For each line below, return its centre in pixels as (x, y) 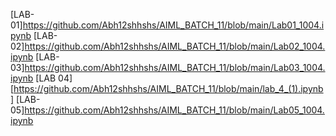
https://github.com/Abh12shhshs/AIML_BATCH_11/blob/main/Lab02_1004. (175, 46)
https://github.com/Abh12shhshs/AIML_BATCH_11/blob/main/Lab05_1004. (174, 110)
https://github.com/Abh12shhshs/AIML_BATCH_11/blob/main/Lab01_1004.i (173, 25)
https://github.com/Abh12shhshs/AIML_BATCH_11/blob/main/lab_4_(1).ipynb (168, 88)
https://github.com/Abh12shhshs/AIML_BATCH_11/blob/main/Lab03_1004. (175, 67)
